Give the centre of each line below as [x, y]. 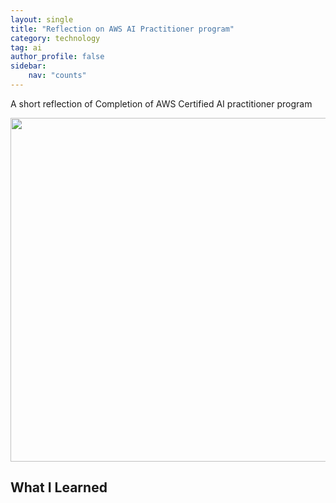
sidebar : [28, 66]
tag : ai [26, 47]
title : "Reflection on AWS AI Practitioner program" [122, 29]
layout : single [42, 19]
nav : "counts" [57, 76]
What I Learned [59, 487]
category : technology [55, 38]
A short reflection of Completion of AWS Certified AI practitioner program [161, 103]
